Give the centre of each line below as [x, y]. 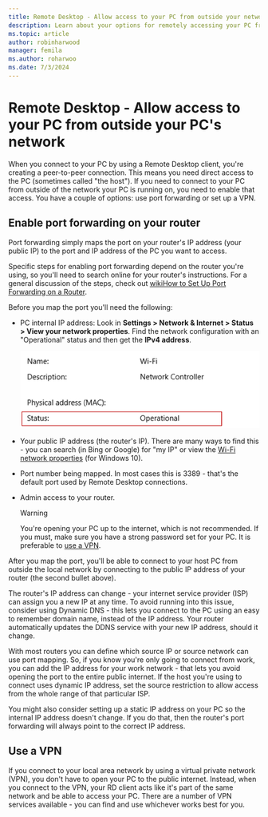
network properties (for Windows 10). [81, 458]
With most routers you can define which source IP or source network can [128, 652]
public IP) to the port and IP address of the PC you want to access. [118, 251]
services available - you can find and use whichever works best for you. [127, 804]
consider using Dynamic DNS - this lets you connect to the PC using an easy [134, 610]
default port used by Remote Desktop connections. [104, 482]
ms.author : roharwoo [43, 59]
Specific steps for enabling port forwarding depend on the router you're [126, 266]
